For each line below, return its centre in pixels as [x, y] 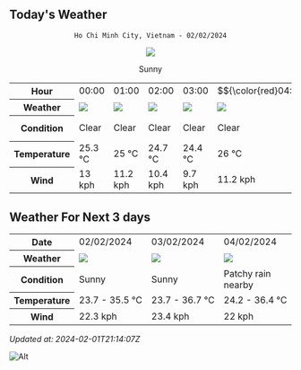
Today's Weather [58, 15]
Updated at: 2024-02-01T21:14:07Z [75, 339]
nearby [238, 285]
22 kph [238, 316]
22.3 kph [99, 316]
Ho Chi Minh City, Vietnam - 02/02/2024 [150, 35]
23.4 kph [170, 316]
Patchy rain [247, 273]
